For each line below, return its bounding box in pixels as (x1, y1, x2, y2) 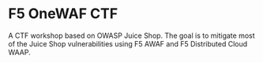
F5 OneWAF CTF (8, 5, 118, 23)
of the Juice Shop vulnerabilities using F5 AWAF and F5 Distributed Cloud (8, 39, 248, 48)
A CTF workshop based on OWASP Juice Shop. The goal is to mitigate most (8, 31, 255, 40)
